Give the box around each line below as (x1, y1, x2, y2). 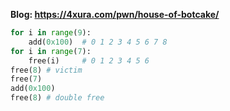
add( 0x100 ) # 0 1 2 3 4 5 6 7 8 (28, 37, 168, 47)
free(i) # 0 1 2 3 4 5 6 (28, 55, 150, 66)
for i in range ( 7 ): (10, 46, 92, 56)
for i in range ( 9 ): (10, 28, 92, 38)
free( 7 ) (10, 74, 43, 84)
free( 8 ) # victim (10, 65, 83, 75)
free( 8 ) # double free (10, 93, 105, 103)
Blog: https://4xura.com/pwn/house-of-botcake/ (10, 9, 220, 20)
